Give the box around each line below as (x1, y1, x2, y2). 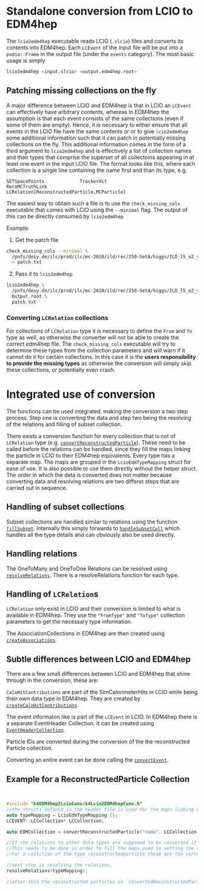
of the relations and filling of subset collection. (6, 421, 123, 428)
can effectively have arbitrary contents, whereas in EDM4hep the (6, 108, 169, 115)
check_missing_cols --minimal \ (6, 248, 88, 254)
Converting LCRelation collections (6, 313, 109, 322)
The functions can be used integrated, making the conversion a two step (6, 407, 188, 415)
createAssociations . (6, 636, 57, 644)
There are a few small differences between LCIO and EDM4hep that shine (6, 670, 191, 678)
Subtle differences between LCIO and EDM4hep (6, 654, 191, 664)
